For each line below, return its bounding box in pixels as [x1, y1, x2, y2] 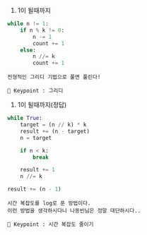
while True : [7, 115, 42, 122]
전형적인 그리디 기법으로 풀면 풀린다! [7, 73, 101, 81]
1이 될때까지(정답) [17, 101, 67, 109]
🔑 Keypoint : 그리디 [7, 88, 64, 95]
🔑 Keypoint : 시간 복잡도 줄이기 [7, 221, 94, 228]
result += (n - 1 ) [7, 186, 61, 193]
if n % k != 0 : [20, 27, 65, 34]
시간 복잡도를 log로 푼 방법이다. [7, 200, 91, 207]
